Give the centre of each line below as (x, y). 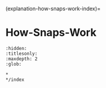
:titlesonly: (22, 54)
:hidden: (16, 48)
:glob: (14, 64)
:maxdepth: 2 (22, 59)
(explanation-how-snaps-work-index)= (53, 9)
